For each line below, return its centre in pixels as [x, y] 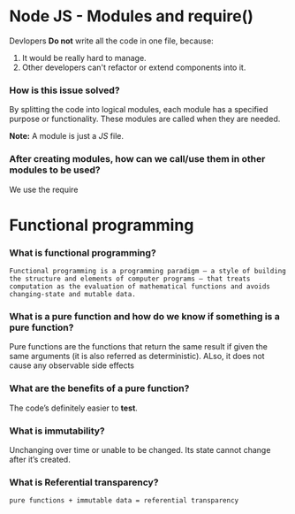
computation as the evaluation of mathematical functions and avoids [140, 287]
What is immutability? [57, 431]
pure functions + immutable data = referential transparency [124, 501]
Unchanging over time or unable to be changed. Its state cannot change [140, 449]
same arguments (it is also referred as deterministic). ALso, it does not [137, 357]
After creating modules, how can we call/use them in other [137, 159]
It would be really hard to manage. [84, 58]
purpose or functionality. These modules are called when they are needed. [145, 119]
